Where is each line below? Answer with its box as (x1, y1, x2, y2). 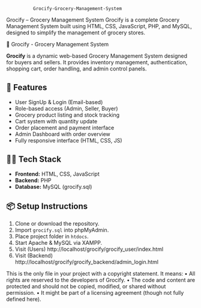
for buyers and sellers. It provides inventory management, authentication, (6, 59, 188, 66)
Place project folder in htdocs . (14, 233, 89, 240)
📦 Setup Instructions (6, 202, 88, 212)
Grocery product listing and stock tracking (14, 111, 120, 119)
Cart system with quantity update (14, 117, 98, 125)
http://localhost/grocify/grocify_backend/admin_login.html (14, 259, 159, 266)
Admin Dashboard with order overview (14, 130, 111, 138)
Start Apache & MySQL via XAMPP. (14, 239, 103, 247)
